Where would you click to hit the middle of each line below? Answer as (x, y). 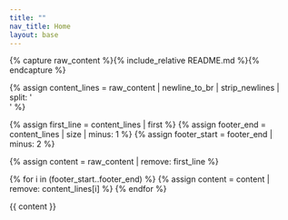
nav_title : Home (40, 26)
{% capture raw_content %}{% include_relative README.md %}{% (135, 61)
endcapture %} (38, 70)
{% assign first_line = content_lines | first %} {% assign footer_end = (138, 125)
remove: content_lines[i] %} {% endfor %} (88, 189)
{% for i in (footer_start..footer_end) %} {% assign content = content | (139, 179)
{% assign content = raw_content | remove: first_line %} (114, 162)
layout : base (34, 35)
